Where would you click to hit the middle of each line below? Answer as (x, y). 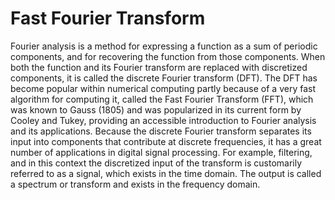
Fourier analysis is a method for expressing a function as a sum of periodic (164, 46)
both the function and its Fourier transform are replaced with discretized (159, 67)
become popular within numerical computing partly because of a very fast (163, 88)
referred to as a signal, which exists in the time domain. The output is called (166, 173)
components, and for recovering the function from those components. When (168, 56)
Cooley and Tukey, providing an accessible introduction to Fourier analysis (163, 120)
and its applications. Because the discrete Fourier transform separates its (161, 131)
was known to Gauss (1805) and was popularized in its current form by (156, 109)
